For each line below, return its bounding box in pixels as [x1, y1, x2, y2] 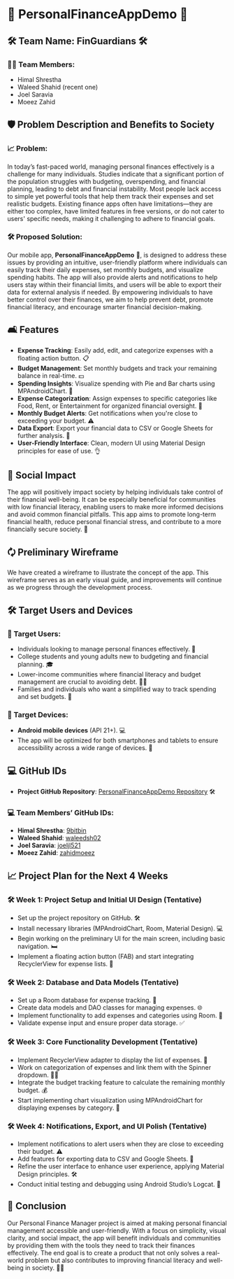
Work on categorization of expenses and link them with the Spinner [17, 1063, 212, 1071]
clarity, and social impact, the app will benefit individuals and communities [7, 1234, 221, 1242]
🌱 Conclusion [7, 1200, 66, 1213]
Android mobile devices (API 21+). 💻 [17, 726, 126, 735]
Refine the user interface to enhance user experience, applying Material [17, 1161, 225, 1171]
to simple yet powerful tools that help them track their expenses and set [7, 192, 214, 200]
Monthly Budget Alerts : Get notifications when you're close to [17, 409, 198, 417]
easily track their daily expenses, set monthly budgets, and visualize [7, 265, 204, 274]
